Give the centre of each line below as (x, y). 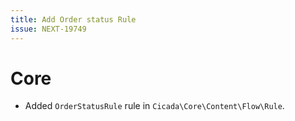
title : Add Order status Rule (73, 19)
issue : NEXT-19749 (48, 29)
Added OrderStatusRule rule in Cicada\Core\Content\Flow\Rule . (154, 106)
